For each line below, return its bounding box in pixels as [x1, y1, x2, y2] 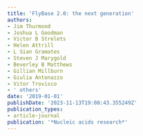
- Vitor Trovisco [7, 80, 57, 87]
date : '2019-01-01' [7, 93, 64, 100]
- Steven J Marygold [7, 55, 67, 62]
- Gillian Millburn [7, 67, 64, 74]
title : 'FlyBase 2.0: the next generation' [7, 10, 135, 17]
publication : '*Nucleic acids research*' [7, 118, 128, 126]
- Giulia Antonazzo [7, 73, 64, 81]
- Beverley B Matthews [7, 61, 73, 68]
